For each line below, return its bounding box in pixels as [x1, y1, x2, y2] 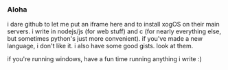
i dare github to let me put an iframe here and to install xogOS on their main [7, 20, 220, 29]
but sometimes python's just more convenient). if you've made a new [7, 35, 203, 43]
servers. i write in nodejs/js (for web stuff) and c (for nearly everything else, [7, 27, 222, 35]
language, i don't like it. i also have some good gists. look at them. [7, 42, 194, 50]
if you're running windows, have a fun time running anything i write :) [7, 55, 203, 63]
